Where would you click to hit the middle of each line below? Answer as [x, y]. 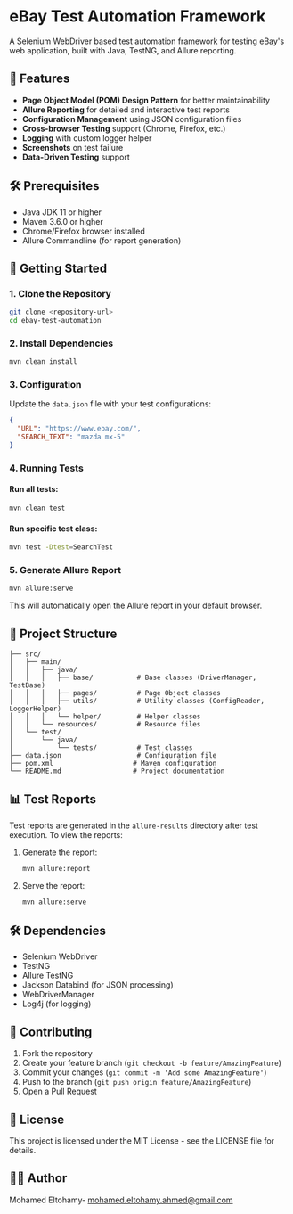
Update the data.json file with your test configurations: [110, 404]
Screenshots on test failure [73, 147]
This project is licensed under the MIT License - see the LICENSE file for [142, 1141]
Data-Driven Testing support [76, 157]
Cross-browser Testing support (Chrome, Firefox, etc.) [124, 128]
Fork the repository [57, 1054]
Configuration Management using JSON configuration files [132, 119]
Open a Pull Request [60, 1091]
